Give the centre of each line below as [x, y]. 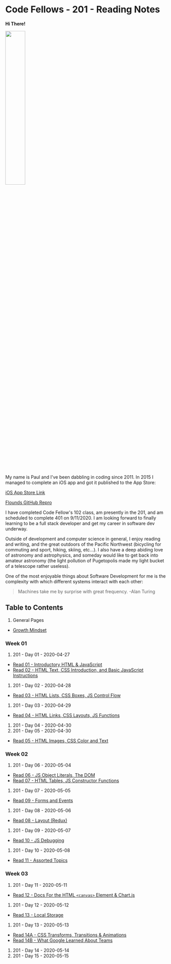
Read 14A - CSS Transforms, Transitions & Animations [70, 935]
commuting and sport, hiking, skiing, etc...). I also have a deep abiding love [84, 549]
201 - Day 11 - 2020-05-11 [40, 885]
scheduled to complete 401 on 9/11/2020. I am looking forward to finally [81, 517]
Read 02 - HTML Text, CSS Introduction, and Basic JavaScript [78, 670]
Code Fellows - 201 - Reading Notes [83, 10]
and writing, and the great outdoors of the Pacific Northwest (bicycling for [83, 544]
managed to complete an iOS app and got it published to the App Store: [81, 483]
